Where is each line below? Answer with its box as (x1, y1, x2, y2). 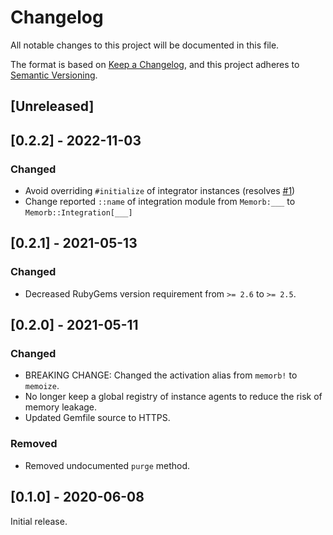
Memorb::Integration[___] (24, 208, 133, 218)
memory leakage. (24, 401, 98, 413)
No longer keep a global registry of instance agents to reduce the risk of (24, 391, 323, 403)
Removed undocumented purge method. (24, 459, 191, 471)
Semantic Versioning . (10, 69, 98, 81)
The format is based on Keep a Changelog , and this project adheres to (10, 58, 300, 70)
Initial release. (10, 515, 68, 527)
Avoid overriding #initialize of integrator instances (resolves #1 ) (24, 185, 296, 197)
